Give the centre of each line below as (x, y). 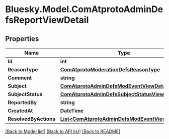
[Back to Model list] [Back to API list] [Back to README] (63, 131)
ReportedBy (22, 102)
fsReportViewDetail (47, 20)
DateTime (72, 111)
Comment (20, 78)
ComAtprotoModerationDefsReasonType (110, 69)
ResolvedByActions (32, 119)
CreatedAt (20, 111)
